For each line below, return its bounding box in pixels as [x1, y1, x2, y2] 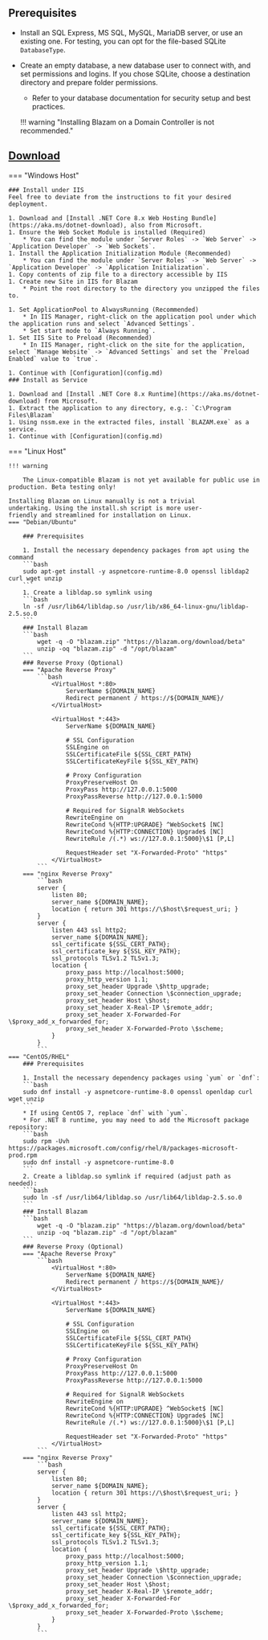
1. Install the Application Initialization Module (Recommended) [8, 249, 231, 257]
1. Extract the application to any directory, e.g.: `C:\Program [8, 404, 231, 412]
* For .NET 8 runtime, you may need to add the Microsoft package [22, 1116, 250, 1124]
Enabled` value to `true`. [8, 355, 99, 363]
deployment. [8, 200, 48, 208]
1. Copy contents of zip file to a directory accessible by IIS [8, 270, 228, 278]
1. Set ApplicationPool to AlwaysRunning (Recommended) [8, 305, 199, 314]
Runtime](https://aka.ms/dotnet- [148, 390, 261, 398]
